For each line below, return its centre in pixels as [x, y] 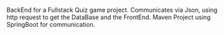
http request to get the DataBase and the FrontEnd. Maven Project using [109, 17]
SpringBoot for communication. [51, 24]
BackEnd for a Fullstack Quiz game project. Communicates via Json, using [112, 10]
